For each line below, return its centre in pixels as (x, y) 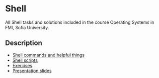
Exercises (22, 65)
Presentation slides (32, 71)
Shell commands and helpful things (48, 55)
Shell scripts (25, 60)
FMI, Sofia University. (27, 27)
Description (24, 43)
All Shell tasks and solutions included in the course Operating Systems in (80, 22)
